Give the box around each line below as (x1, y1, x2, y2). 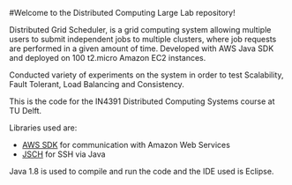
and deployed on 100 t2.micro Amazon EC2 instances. (9, 53, 206, 63)
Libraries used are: (9, 122, 78, 133)
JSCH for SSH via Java (21, 149, 106, 159)
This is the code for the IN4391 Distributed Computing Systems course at (9, 96, 275, 107)
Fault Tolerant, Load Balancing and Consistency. (9, 79, 185, 89)
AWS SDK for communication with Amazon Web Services (21, 140, 231, 150)
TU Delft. (9, 106, 42, 115)
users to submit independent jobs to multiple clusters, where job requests (9, 34, 277, 44)
